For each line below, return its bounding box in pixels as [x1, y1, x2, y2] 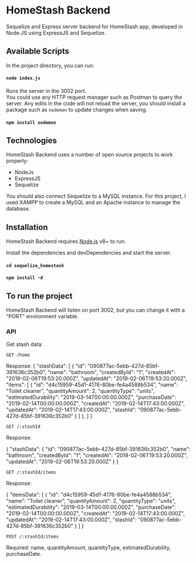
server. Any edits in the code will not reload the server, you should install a [6, 99, 186, 106]
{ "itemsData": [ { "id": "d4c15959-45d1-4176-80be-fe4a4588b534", [6, 491, 172, 498]
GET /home [6, 352, 31, 358]
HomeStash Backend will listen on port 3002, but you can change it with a [6, 307, 185, 314]
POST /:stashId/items [6, 534, 59, 540]
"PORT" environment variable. [6, 313, 79, 320]
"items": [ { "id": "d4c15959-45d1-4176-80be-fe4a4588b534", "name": [6, 381, 178, 388]
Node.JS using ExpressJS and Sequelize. [6, 29, 106, 36]
